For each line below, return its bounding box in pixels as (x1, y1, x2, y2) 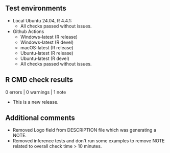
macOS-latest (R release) (20, 44, 74, 50)
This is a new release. (12, 99, 59, 105)
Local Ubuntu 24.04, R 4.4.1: (12, 17, 72, 23)
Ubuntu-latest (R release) (20, 50, 74, 56)
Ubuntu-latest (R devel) (20, 55, 70, 62)
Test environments (5, 4, 66, 13)
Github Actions (12, 28, 44, 35)
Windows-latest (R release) (20, 34, 78, 40)
